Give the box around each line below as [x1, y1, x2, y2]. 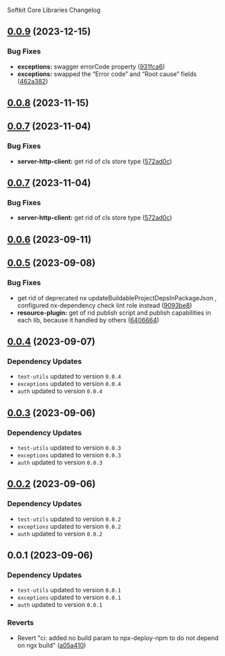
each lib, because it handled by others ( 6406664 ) [17, 316, 159, 324]
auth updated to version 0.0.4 [17, 387, 102, 395]
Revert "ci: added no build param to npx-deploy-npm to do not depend [17, 633, 219, 642]
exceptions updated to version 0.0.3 [17, 450, 121, 459]
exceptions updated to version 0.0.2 [17, 522, 121, 530]
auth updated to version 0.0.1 [17, 601, 102, 609]
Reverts [7, 618, 35, 628]
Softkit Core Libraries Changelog [7, 6, 101, 14]
